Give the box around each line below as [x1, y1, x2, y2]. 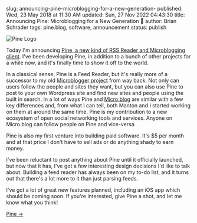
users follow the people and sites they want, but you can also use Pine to [6, 83, 184, 90]
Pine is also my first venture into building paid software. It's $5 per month [6, 132, 185, 139]
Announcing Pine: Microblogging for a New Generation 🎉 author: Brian [6, 18, 177, 24]
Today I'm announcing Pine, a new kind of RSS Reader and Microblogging [6, 47, 186, 54]
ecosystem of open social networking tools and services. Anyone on [6, 114, 173, 122]
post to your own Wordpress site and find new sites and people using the [6, 90, 184, 96]
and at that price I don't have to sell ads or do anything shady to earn [6, 139, 174, 145]
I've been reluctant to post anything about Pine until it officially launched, [6, 156, 184, 163]
